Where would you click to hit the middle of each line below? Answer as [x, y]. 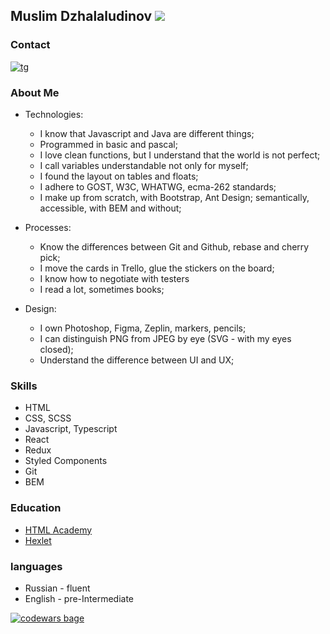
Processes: [48, 227]
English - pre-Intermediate [79, 598]
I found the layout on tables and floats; [119, 176]
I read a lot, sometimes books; [102, 289]
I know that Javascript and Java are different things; [147, 133]
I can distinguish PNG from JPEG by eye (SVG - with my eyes [165, 338]
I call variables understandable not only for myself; [144, 165]
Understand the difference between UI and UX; [137, 360]
